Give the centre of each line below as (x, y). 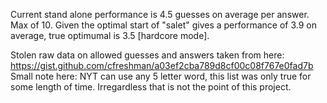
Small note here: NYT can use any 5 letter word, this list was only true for (161, 76)
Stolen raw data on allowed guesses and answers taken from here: (147, 55)
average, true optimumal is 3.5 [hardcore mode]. (110, 35)
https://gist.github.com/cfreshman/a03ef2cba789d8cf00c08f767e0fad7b (162, 65)
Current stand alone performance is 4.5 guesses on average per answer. (160, 14)
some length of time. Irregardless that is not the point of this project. (151, 87)
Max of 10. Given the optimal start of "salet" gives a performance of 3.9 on (163, 25)
